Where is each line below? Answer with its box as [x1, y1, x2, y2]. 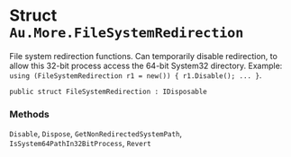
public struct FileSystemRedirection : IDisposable [9, 87, 207, 96]
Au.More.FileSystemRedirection [9, 24, 244, 41]
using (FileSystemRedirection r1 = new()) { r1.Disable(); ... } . [9, 69, 262, 81]
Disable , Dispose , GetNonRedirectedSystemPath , [9, 128, 183, 139]
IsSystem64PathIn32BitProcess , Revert [9, 138, 151, 149]
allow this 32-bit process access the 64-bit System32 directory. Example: [9, 60, 283, 71]
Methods [9, 108, 50, 120]
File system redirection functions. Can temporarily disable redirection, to [9, 50, 277, 61]
